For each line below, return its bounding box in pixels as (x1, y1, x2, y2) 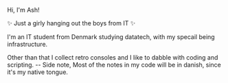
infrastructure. (7, 40, 48, 48)
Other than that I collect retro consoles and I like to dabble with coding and (7, 54, 218, 61)
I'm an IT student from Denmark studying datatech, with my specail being (7, 33, 215, 40)
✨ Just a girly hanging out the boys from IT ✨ (7, 19, 136, 27)
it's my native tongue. (7, 68, 69, 76)
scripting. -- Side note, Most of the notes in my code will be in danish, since (7, 61, 221, 69)
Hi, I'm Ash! (7, 6, 40, 14)
